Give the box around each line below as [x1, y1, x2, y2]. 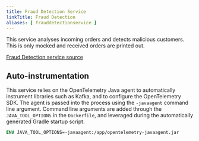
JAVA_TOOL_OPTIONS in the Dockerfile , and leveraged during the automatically [6, 112, 194, 119]
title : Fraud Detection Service [6, 8, 86, 15]
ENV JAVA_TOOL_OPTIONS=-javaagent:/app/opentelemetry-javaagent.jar [6, 130, 179, 136]
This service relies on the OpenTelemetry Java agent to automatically [6, 86, 176, 94]
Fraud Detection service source [6, 54, 83, 61]
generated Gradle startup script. [6, 118, 85, 125]
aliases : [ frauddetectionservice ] [6, 20, 97, 25]
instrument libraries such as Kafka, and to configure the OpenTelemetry [6, 93, 181, 100]
